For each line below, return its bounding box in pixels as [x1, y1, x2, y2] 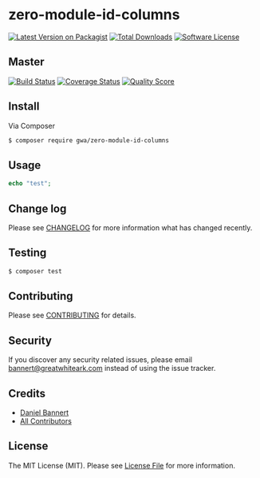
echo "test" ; [8, 180, 52, 188]
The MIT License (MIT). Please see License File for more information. [8, 460, 235, 470]
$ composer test [8, 267, 62, 275]
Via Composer [8, 121, 56, 130]
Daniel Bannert [19, 408, 69, 417]
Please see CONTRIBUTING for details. [8, 310, 137, 321]
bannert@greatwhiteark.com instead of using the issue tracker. [8, 364, 216, 373]
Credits [8, 386, 46, 400]
